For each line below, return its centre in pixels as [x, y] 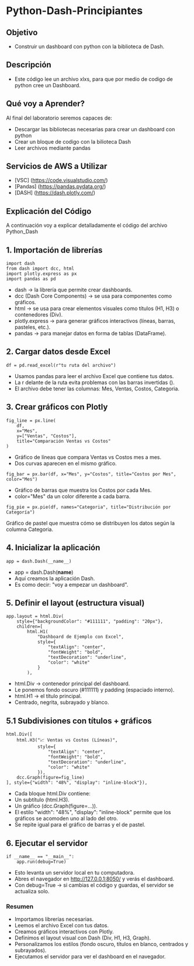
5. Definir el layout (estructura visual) [75, 603]
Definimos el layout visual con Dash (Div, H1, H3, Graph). [83, 938]
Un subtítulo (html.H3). [42, 800]
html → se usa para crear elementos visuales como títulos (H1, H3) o [97, 308]
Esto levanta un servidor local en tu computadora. [75, 872]
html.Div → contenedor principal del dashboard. [72, 683]
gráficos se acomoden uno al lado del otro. [66, 818]
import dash [20, 264]
